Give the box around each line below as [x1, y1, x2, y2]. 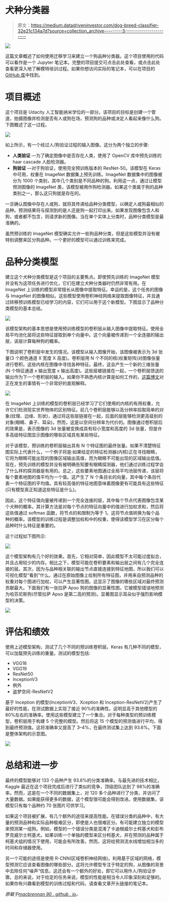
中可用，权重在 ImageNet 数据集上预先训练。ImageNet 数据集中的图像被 [12, 171, 162, 177]
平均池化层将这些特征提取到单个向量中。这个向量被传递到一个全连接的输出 [9, 332, 164, 338]
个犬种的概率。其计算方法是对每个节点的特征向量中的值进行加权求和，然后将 [5, 503, 164, 509]
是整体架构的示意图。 [5, 730, 49, 736]
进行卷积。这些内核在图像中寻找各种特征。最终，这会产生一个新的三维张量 [5, 361, 159, 367]
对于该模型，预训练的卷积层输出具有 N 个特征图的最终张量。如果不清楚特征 [5, 442, 161, 448]
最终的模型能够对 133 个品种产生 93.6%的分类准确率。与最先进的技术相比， [5, 777, 162, 783]
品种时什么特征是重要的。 [5, 522, 58, 529]
